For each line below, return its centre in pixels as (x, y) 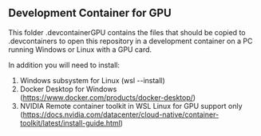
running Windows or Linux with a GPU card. (80, 49)
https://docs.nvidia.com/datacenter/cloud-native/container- (121, 114)
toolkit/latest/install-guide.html (70, 122)
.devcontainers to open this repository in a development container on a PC (130, 41)
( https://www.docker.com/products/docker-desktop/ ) (108, 97)
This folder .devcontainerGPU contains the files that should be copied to (127, 32)
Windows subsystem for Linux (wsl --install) (92, 80)
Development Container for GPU (90, 13)
